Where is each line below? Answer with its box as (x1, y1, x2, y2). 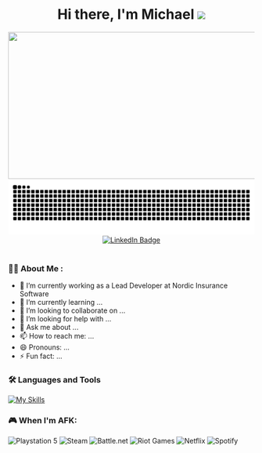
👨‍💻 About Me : (8, 263, 64, 274)
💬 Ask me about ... (19, 322, 79, 332)
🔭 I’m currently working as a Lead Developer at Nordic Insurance (19, 281, 228, 290)
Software (19, 288, 49, 299)
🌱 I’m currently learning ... (19, 297, 103, 306)
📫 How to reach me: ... (19, 331, 95, 340)
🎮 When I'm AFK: (8, 415, 77, 426)
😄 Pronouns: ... (19, 342, 70, 352)
